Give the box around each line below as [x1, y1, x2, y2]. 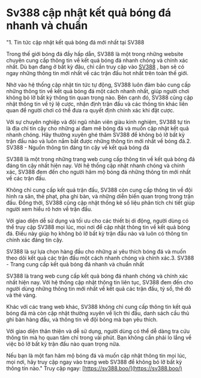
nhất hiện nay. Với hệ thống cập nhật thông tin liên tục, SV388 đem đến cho [6, 278, 193, 285]
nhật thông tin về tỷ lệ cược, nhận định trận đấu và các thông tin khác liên [6, 100, 188, 108]
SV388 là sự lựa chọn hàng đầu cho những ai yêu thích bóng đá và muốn [6, 248, 187, 255]
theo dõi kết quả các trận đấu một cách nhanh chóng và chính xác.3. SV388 [6, 254, 194, 261]
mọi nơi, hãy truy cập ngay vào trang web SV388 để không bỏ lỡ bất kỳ [6, 358, 182, 365]
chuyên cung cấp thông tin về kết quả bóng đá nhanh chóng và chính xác [6, 56, 188, 64]
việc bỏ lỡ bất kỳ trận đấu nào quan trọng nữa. [6, 340, 121, 347]
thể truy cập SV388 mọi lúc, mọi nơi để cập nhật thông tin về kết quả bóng [6, 223, 191, 231]
